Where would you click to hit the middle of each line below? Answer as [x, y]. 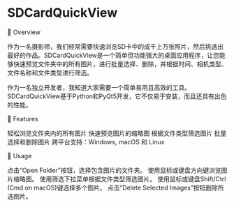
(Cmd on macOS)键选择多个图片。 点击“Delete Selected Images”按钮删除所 [116, 187]
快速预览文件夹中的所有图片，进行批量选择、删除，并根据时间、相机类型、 [120, 63]
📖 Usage [20, 155]
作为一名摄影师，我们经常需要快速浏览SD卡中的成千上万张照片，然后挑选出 [116, 46]
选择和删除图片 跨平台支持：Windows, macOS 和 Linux [86, 141]
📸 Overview [24, 32]
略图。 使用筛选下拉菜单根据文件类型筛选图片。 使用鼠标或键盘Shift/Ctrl [123, 178]
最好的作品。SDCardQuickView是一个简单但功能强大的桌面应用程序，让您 [114, 55]
